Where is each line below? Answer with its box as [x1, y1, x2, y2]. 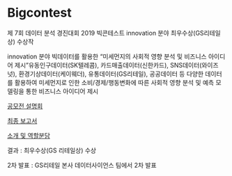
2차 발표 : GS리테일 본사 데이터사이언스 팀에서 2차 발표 [7, 161, 157, 169]
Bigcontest [7, 5, 72, 21]
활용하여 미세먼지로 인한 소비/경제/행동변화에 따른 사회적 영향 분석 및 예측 [14, 78, 215, 86]
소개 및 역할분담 [7, 131, 51, 140]
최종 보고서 [7, 116, 38, 125]
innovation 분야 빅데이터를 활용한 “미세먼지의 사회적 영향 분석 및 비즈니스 [7, 52, 207, 61]
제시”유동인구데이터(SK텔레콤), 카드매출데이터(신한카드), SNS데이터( [14, 61, 202, 69]
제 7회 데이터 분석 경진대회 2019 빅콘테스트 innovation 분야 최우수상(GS [7, 29, 204, 37]
